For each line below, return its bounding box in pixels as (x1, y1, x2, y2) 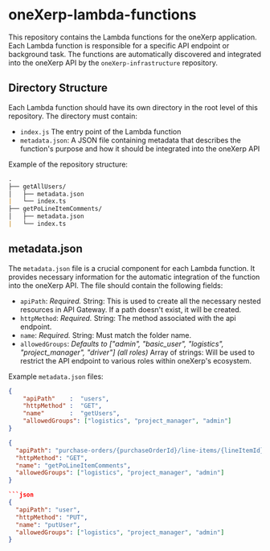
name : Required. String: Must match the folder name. (19, 330, 192, 339)
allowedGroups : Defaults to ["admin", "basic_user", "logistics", (19, 339, 224, 348)
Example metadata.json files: (8, 372, 104, 381)
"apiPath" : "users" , (22, 394, 110, 403)
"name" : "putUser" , (15, 520, 81, 528)
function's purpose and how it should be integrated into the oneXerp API (19, 143, 260, 154)
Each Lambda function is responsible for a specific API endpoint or (8, 40, 230, 50)
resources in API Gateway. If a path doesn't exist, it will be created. (19, 304, 242, 315)
